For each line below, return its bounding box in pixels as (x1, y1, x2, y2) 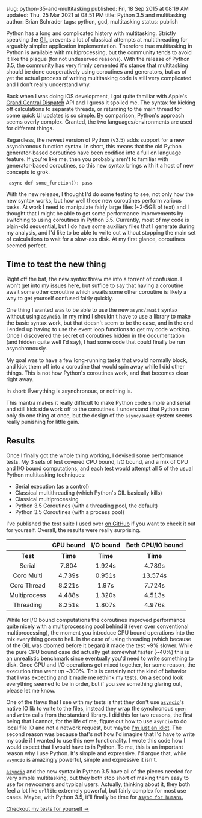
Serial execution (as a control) (14, 483, 90, 490)
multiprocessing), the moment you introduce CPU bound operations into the (6, 629, 194, 636)
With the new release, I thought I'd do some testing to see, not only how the (6, 191, 194, 198)
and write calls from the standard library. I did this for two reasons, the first (6, 711, 193, 718)
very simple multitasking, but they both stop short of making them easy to (6, 774, 189, 781)
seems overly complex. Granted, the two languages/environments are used (6, 118, 192, 125)
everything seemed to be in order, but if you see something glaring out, (6, 680, 183, 687)
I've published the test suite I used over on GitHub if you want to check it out (6, 520, 196, 527)
